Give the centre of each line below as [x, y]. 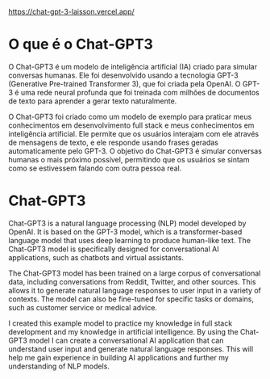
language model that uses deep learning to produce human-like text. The [130, 240]
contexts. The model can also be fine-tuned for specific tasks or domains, [131, 299]
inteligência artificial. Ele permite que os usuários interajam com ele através [134, 133]
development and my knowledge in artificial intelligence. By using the [124, 331]
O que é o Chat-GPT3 [81, 44]
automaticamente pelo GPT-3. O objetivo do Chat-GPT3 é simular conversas [135, 151]
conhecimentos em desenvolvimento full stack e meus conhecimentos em [131, 125]
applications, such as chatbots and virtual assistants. [96, 257]
